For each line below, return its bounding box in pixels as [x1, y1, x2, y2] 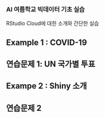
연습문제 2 [6, 103, 42, 113]
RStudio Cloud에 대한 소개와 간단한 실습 [6, 20, 99, 27]
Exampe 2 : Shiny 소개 [6, 81, 87, 91]
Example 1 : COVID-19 [6, 37, 87, 47]
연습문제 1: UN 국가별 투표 [6, 59, 96, 69]
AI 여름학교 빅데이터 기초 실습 [6, 5, 85, 13]
